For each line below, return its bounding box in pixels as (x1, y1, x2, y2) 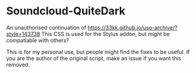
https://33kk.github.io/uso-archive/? (87, 24, 178, 31)
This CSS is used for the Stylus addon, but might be (41, 30, 170, 37)
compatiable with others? (6, 36, 69, 44)
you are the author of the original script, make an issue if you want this (6, 54, 182, 62)
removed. (6, 61, 30, 68)
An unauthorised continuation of (6, 24, 86, 31)
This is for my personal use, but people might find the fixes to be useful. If (6, 48, 190, 55)
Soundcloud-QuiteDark (6, 4, 125, 18)
